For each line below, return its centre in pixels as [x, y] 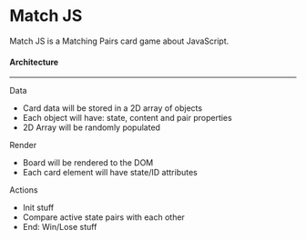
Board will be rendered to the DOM [88, 163]
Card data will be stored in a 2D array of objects [112, 108]
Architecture [34, 62]
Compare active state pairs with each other [103, 217]
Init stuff [38, 208]
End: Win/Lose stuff [60, 227]
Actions [24, 190]
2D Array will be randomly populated [92, 127]
